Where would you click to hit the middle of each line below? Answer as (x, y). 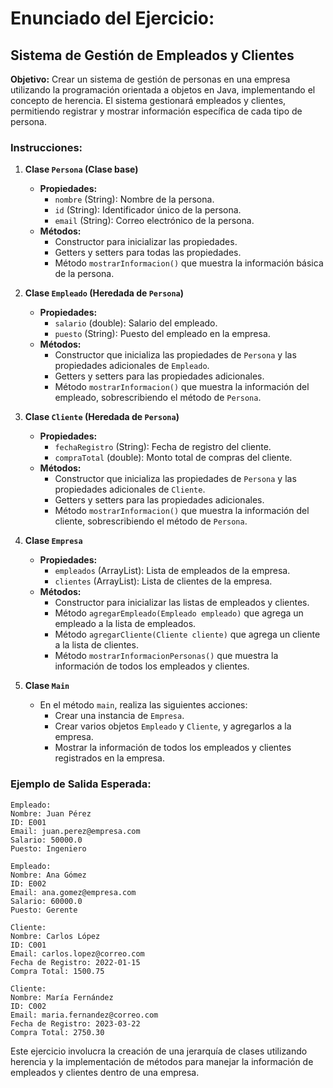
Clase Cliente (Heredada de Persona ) (102, 417)
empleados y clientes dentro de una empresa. (105, 1072)
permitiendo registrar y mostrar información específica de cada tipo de (156, 111)
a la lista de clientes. (96, 645)
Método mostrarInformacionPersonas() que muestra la (166, 656)
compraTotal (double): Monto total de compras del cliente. (173, 458)
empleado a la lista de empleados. (125, 624)
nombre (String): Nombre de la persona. (134, 199)
